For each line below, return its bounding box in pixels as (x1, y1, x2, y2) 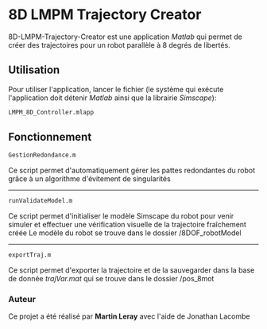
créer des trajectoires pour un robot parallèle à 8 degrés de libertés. (8, 40, 230, 49)
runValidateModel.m (8, 197, 73, 205)
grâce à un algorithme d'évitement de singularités (8, 174, 171, 184)
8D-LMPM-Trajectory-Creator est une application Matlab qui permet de (8, 32, 242, 41)
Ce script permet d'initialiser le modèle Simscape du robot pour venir (8, 211, 234, 221)
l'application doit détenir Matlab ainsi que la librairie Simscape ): (8, 93, 217, 103)
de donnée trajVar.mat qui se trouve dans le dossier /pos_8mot (8, 274, 215, 284)
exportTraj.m (8, 251, 52, 259)
